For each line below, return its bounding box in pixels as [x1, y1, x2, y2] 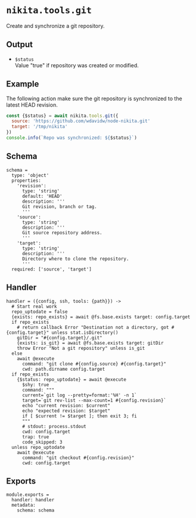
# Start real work [11, 303, 58, 309]
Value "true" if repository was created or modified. [14, 61, 139, 69]
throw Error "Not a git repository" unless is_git [17, 345, 145, 351]
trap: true [21, 434, 49, 440]
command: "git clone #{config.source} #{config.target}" [21, 361, 167, 367]
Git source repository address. [21, 229, 102, 235]
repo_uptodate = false [11, 309, 68, 315]
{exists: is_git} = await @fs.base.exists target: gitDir [17, 340, 164, 346]
